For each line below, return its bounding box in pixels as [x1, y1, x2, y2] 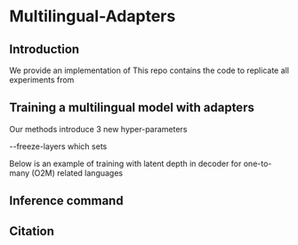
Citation [9, 224, 55, 239]
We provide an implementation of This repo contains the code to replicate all [9, 65, 289, 75]
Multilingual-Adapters [9, 6, 176, 27]
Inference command [9, 194, 124, 209]
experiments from [9, 75, 75, 85]
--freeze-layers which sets [9, 140, 108, 152]
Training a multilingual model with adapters [9, 100, 255, 115]
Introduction [9, 42, 80, 57]
